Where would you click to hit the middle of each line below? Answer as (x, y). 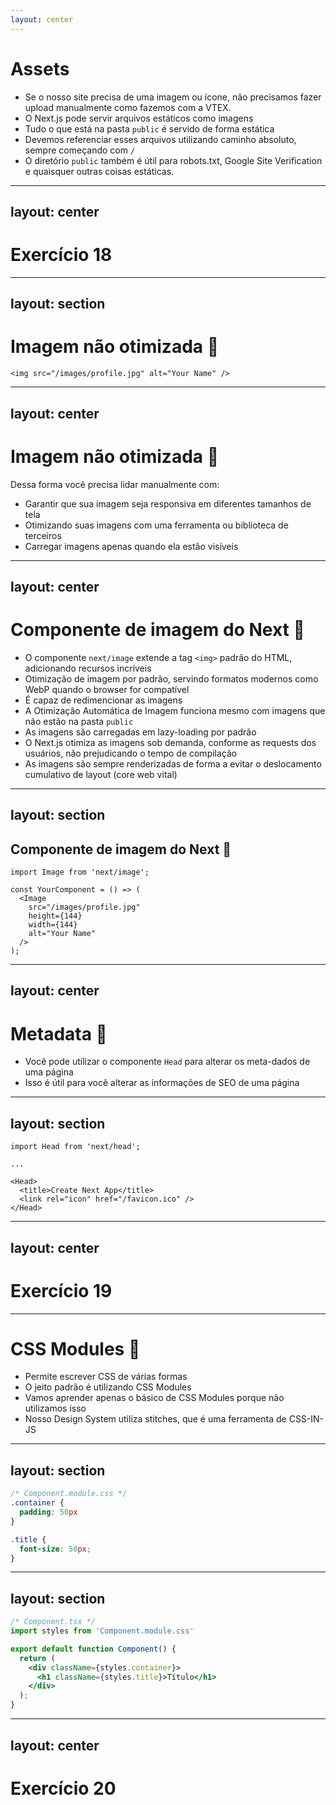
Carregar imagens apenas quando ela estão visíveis (131, 546)
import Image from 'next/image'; (80, 872)
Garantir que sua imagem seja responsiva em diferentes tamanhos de (168, 503)
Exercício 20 (63, 1788)
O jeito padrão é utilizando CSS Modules (108, 1387)
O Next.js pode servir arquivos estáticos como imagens (139, 118)
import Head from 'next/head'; (75, 1147)
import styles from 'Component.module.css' (102, 1631)
